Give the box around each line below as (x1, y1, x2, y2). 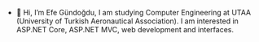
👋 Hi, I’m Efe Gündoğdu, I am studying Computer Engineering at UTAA (15, 8, 251, 17)
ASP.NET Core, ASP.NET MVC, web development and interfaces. (15, 25, 235, 34)
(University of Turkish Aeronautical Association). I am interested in (15, 16, 239, 26)
